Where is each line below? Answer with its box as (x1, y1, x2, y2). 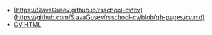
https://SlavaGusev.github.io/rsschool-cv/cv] (16, 6, 143, 14)
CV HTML (13, 21, 42, 28)
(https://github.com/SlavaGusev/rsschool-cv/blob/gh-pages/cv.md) (13, 13, 205, 21)
